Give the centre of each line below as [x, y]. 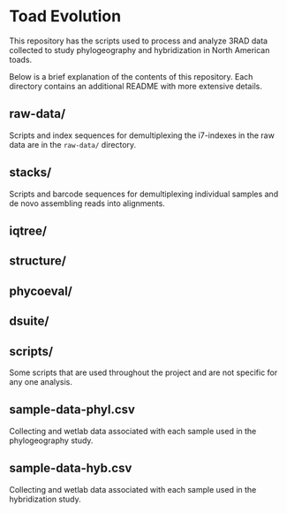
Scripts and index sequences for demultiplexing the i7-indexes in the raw [142, 135]
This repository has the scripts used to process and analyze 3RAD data [138, 41]
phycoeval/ [41, 291]
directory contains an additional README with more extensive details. [136, 86]
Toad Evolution [65, 16]
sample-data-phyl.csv [72, 410]
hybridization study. [45, 499]
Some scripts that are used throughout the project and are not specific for [143, 372]
